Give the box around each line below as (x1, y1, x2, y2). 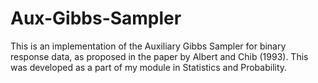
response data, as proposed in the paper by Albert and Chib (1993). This (10, 50, 309, 62)
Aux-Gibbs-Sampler (10, 7, 182, 30)
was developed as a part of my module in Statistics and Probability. (10, 61, 288, 73)
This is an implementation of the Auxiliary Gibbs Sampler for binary (10, 40, 287, 52)
